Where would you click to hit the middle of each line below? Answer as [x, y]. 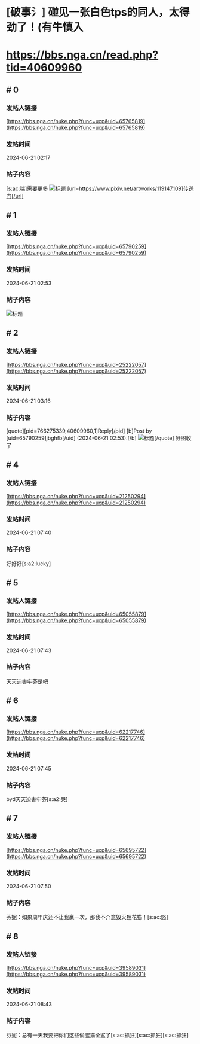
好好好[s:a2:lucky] [29, 564]
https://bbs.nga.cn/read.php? [82, 55]
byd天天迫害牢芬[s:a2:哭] [37, 799]
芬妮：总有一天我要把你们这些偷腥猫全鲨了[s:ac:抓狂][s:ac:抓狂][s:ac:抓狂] [98, 1035]
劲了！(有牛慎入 [45, 27]
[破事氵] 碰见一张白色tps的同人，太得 [98, 12]
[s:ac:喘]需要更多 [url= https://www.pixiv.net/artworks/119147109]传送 [100, 188]
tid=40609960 [44, 68]
